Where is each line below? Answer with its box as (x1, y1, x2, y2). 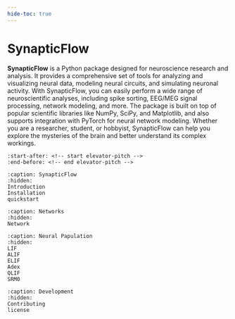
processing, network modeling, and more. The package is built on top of (7, 101, 217, 110)
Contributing (7, 300, 46, 307)
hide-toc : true (7, 10, 52, 18)
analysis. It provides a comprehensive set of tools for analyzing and (7, 71, 203, 80)
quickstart (7, 195, 39, 203)
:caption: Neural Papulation (7, 232, 93, 239)
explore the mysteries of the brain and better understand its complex (7, 131, 207, 139)
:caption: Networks (7, 208, 65, 215)
